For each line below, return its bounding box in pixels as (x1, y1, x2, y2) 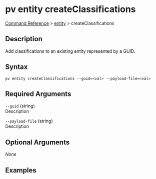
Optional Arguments (5, 138, 70, 146)
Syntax (5, 63, 28, 71)
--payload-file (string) (5, 118, 53, 124)
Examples (5, 166, 36, 174)
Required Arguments (5, 89, 71, 98)
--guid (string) (5, 103, 35, 109)
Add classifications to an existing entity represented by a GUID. (5, 48, 135, 54)
